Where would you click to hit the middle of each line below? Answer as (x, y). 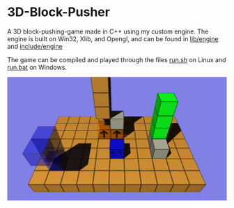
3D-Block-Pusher (58, 12)
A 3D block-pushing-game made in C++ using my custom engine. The (108, 31)
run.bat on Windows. (37, 67)
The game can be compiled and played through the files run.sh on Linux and (117, 59)
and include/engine (35, 46)
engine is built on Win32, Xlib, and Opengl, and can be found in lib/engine (113, 38)
